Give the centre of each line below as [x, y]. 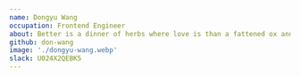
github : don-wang [42, 42]
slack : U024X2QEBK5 [46, 58]
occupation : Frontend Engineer [67, 26]
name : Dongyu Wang [43, 17]
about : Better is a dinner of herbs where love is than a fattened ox [143, 34]
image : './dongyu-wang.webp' [63, 50]
